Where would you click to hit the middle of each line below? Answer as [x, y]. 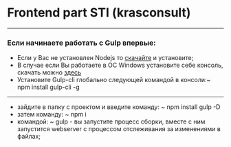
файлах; [29, 137]
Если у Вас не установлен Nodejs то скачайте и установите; [105, 58]
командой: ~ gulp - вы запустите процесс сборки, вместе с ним [111, 121]
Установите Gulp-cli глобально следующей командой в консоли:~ [114, 80]
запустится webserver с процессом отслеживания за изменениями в [119, 129]
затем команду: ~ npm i [52, 115]
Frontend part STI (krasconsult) [99, 13]
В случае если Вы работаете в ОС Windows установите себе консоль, [120, 65]
